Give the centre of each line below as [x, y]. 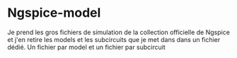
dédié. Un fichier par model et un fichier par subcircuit [87, 47]
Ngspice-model [54, 13]
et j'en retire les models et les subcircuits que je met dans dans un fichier [114, 39]
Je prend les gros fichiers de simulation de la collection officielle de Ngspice [118, 32]
